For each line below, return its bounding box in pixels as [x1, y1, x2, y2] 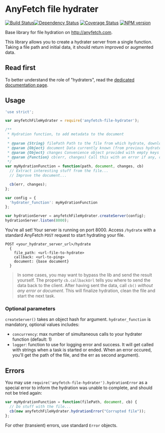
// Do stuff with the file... [9, 404, 71, 409]
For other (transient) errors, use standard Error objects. [5, 422, 118, 428]
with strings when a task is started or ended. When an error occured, [12, 347, 152, 353]
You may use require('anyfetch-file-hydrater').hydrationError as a [5, 380, 148, 386]
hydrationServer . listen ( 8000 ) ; [5, 218, 69, 223]
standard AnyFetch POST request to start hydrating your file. [5, 232, 125, 238]
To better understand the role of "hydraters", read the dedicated [5, 76, 135, 82]
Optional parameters [5, 305, 55, 312]
